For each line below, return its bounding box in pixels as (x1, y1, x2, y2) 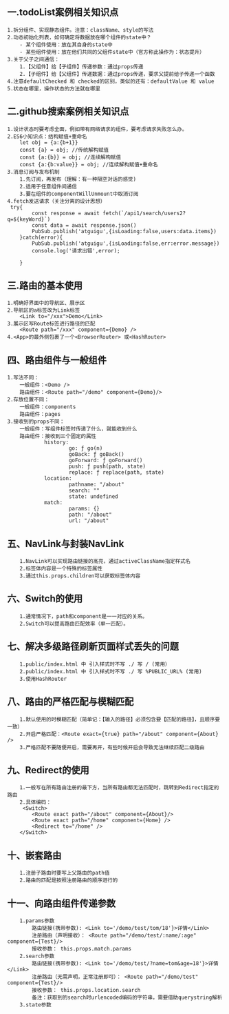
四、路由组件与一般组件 (7, 354, 107, 366)
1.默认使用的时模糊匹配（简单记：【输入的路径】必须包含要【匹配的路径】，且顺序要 (19, 716, 220, 723)
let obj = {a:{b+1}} (19, 139, 78, 146)
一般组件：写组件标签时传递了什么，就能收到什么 (19, 426, 138, 433)
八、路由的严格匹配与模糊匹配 (7, 696, 134, 708)
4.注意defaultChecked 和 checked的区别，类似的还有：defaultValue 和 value (7, 78, 215, 85)
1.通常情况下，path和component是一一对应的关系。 (19, 613, 148, 619)
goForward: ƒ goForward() (68, 457, 143, 464)
